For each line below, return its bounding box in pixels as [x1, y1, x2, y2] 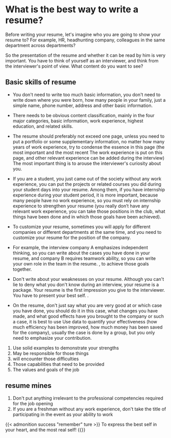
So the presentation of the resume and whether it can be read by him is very [5, 52, 166, 58]
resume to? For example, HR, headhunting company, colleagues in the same [5, 37, 165, 43]
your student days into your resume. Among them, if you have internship [12, 186, 165, 192]
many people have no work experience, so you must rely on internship [12, 197, 161, 203]
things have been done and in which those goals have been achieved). [12, 213, 161, 220]
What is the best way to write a [5, 4, 139, 15]
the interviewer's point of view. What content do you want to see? [5, 63, 143, 69]
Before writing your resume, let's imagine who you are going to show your [5, 31, 161, 37]
